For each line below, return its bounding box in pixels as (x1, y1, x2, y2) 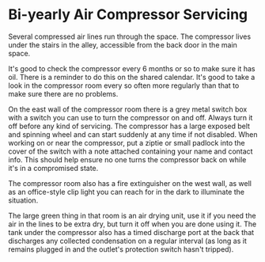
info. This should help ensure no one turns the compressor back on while (8, 154, 247, 164)
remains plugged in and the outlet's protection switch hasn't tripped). (8, 244, 234, 254)
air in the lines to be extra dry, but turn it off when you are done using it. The (8, 219, 257, 229)
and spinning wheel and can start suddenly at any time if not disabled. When (8, 129, 258, 139)
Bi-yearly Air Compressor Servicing (8, 6, 248, 24)
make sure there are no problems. (8, 89, 119, 98)
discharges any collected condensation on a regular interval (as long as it (8, 236, 247, 245)
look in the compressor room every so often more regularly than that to (8, 81, 240, 90)
